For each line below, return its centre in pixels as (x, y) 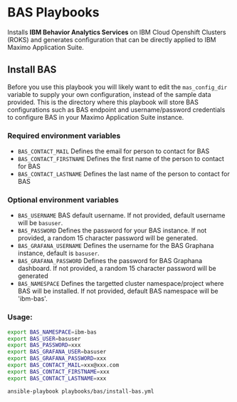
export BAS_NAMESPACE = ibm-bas (52, 332)
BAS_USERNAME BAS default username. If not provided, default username (121, 215)
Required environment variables (64, 135)
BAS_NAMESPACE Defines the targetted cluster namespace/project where (121, 284)
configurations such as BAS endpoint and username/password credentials (116, 109)
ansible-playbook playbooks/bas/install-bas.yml (81, 391)
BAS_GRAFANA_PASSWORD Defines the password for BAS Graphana (110, 261)
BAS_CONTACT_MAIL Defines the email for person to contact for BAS (114, 151)
